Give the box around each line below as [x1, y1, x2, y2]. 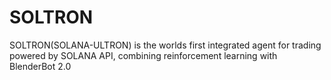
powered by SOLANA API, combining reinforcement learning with [9, 49, 278, 61]
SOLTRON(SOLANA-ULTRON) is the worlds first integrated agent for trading [9, 39, 322, 51]
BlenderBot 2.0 [9, 60, 72, 72]
